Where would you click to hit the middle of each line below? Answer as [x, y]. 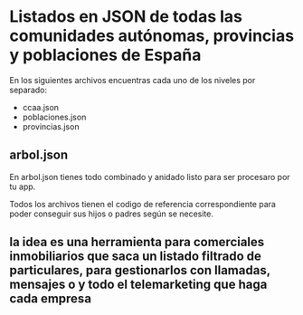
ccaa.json [41, 107]
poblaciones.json [54, 117]
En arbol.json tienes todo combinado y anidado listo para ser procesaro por [150, 177]
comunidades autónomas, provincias [152, 36]
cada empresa [51, 299]
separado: [28, 90]
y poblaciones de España [105, 55]
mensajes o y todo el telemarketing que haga [138, 285]
